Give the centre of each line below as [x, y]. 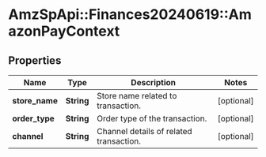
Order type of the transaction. [152, 118]
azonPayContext [64, 31]
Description [153, 82]
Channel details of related [144, 131]
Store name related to [137, 96]
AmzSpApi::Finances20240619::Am [130, 15]
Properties [35, 60]
